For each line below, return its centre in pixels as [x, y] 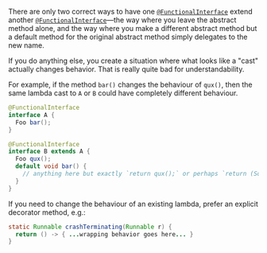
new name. [27, 45]
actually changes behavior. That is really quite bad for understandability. [126, 69]
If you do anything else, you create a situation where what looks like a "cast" [133, 60]
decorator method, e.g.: [47, 212]
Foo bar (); [33, 123]
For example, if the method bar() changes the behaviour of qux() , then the [130, 84]
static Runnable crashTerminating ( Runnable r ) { [90, 227]
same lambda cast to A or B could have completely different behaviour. [123, 93]
